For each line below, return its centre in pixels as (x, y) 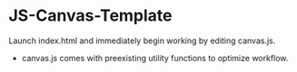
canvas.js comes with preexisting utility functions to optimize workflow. (155, 58)
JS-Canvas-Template (91, 16)
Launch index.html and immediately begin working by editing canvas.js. (142, 40)
